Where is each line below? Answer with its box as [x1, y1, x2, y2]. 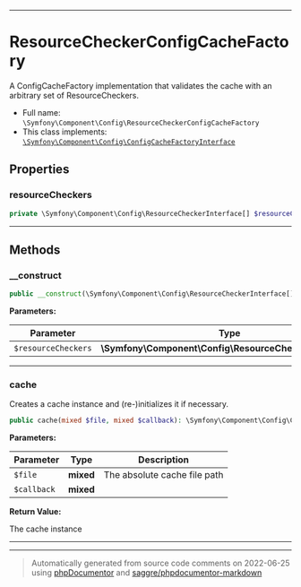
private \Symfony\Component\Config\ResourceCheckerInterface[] [9, 209, 251, 218]
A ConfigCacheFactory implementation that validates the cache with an [9, 80, 272, 91]
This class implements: [21, 126, 107, 137]
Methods [9, 242, 61, 257]
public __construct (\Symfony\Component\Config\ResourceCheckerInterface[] [9, 289, 295, 298]
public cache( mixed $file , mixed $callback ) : [9, 416, 182, 426]
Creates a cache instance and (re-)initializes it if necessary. [9, 399, 229, 410]
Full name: [21, 107, 61, 117]
